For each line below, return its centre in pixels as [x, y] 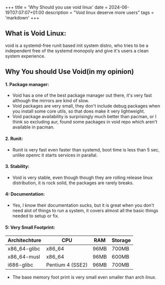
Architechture [24, 240]
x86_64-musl [24, 257]
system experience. [25, 56]
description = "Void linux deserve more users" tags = [99, 12]
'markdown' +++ [22, 18]
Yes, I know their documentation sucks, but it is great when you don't [83, 205]
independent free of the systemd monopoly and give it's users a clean [77, 51]
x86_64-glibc [24, 249]
